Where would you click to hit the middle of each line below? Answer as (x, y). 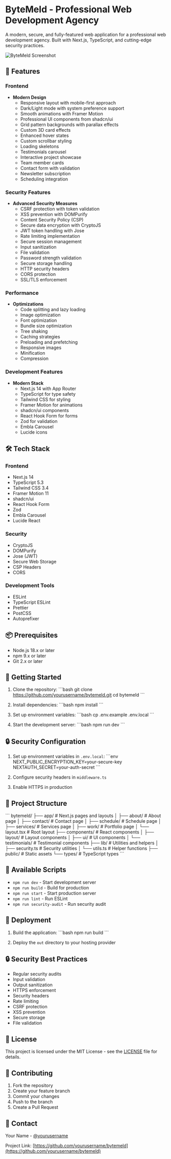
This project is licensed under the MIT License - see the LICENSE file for (81, 1051)
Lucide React (27, 521)
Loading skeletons (40, 146)
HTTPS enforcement (34, 990)
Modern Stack (28, 383)
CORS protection (38, 274)
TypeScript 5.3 (28, 482)
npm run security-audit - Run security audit (59, 904)
